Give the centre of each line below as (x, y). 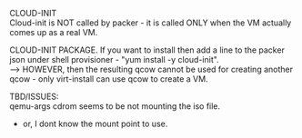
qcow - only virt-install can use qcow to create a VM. (109, 79)
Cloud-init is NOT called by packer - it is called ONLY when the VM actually (151, 23)
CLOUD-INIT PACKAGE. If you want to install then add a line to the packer (147, 50)
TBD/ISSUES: (34, 96)
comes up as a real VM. (54, 32)
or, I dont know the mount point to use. (95, 123)
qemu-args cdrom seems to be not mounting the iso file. (115, 106)
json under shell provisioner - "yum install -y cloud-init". (115, 59)
